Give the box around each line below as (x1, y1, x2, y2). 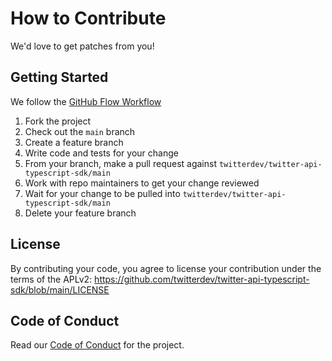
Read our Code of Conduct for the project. (10, 339, 185, 351)
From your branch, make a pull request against (24, 157, 218, 169)
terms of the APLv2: (10, 273, 93, 285)
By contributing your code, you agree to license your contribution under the (10, 262, 322, 274)
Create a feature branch (24, 136, 124, 148)
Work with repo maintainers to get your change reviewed (24, 177, 260, 189)
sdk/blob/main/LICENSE (10, 283, 110, 296)
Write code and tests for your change (24, 147, 179, 159)
